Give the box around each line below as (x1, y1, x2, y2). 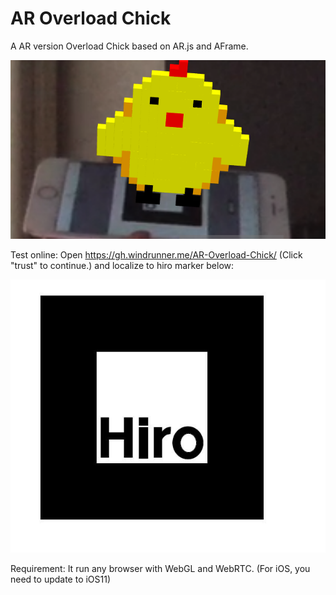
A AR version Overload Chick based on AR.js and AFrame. (10, 40, 249, 52)
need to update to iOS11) (10, 573, 112, 585)
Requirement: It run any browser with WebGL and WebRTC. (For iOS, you (10, 562, 311, 574)
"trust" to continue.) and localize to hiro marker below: (10, 260, 235, 272)
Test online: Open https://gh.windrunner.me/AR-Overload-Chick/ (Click (10, 249, 303, 261)
